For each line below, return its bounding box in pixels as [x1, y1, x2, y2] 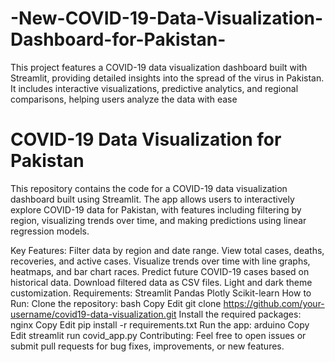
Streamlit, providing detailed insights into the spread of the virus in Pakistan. [10, 72, 325, 84]
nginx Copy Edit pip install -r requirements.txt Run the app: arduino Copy [10, 318, 310, 331]
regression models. [10, 225, 90, 237]
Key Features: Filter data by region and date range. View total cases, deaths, [10, 244, 325, 256]
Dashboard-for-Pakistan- [10, 28, 227, 51]
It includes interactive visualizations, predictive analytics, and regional [10, 82, 299, 94]
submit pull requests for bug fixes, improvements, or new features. [10, 340, 285, 352]
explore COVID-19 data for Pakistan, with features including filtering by [10, 203, 302, 216]
